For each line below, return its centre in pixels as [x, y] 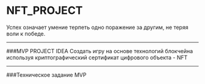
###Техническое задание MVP [46, 75]
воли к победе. [26, 33]
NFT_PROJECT [45, 11]
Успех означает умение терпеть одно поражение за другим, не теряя [97, 27]
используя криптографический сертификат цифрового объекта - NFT [97, 57]
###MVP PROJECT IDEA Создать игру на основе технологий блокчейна [100, 51]
